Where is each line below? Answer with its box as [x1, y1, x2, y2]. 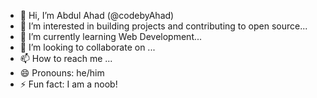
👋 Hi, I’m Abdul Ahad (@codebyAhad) [19, 10, 175, 21]
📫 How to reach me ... [19, 53, 113, 64]
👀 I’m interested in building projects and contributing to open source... [19, 20, 308, 32]
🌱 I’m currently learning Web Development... [19, 31, 203, 42]
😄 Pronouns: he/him [19, 67, 105, 79]
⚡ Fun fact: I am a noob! [19, 78, 118, 90]
